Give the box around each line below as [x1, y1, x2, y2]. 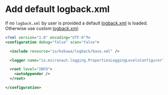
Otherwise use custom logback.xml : [5, 25, 79, 31]
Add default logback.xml [5, 3, 110, 15]
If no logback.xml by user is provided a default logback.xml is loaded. [5, 20, 148, 26]
